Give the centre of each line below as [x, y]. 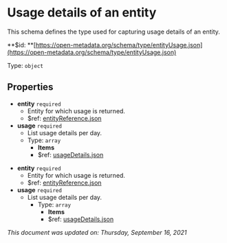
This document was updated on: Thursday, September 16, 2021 [97, 232]
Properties [30, 87]
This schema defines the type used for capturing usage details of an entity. [113, 32]
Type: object [25, 65]
